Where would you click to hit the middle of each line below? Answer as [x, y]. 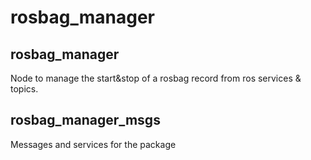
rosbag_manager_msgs [85, 120]
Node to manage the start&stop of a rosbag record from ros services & [156, 78]
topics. [24, 89]
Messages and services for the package [93, 144]
